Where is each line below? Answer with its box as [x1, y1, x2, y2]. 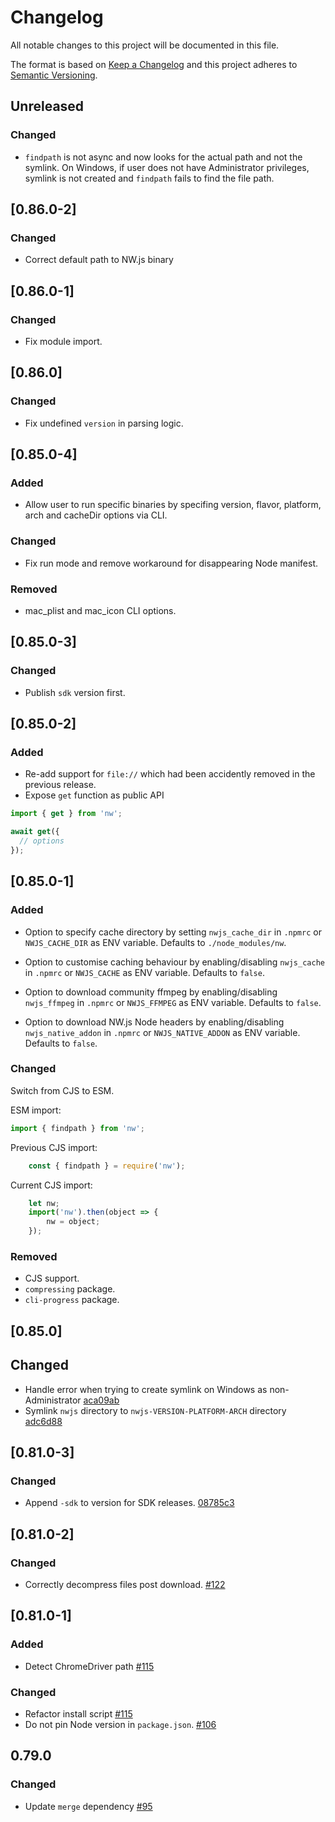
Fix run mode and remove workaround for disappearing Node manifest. [24, 557, 318, 569]
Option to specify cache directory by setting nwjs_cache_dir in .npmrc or [24, 926, 322, 938]
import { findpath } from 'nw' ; [10, 1123, 145, 1133]
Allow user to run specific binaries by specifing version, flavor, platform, [24, 499, 322, 511]
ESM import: [10, 1104, 62, 1116]
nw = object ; [46, 1217, 101, 1227]
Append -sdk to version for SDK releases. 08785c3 [24, 1497, 235, 1509]
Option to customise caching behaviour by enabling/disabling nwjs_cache [24, 956, 325, 968]
